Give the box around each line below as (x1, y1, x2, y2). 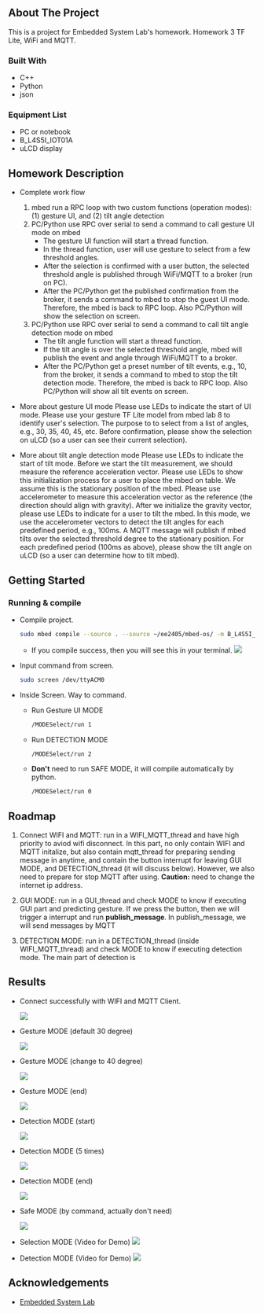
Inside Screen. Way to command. (19, 690, 127, 699)
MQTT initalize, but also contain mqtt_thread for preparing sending (19, 847, 236, 856)
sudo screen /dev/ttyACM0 (19, 675, 104, 683)
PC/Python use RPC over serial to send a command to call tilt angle (31, 320, 249, 329)
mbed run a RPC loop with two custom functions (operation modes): (31, 203, 252, 212)
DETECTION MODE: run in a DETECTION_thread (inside (19, 936, 200, 946)
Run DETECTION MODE (31, 734, 108, 744)
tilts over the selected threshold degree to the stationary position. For (19, 534, 244, 543)
